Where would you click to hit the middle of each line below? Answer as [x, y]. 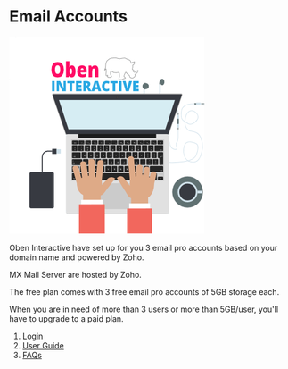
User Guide [43, 345]
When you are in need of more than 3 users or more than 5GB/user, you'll [144, 309]
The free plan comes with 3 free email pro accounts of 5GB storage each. [144, 291]
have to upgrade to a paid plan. [66, 318]
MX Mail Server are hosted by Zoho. [76, 274]
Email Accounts [68, 17]
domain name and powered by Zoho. [77, 257]
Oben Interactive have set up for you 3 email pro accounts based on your [144, 247]
